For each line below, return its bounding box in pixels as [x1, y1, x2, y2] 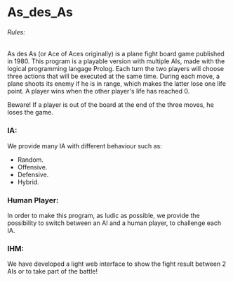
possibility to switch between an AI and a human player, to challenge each [7, 219, 222, 227]
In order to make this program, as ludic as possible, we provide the [7, 211, 200, 219]
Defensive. [17, 170, 49, 179]
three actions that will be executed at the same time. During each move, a [7, 72, 220, 81]
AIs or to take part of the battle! [7, 267, 98, 276]
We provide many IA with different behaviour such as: [7, 141, 163, 150]
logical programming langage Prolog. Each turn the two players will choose [7, 65, 225, 73]
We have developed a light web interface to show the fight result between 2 [7, 259, 227, 268]
